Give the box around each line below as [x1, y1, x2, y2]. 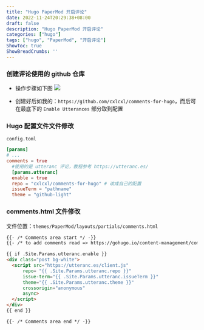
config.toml [6, 136, 36, 142]
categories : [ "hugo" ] [6, 32, 61, 38]
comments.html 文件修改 [6, 207, 81, 216]
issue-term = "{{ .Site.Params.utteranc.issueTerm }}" [22, 273, 159, 280]
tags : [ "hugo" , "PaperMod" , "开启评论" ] [6, 37, 106, 43]
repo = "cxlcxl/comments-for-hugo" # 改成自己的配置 [12, 180, 141, 187]
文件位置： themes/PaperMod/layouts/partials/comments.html [6, 222, 158, 230]
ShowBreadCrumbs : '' [6, 49, 59, 55]
